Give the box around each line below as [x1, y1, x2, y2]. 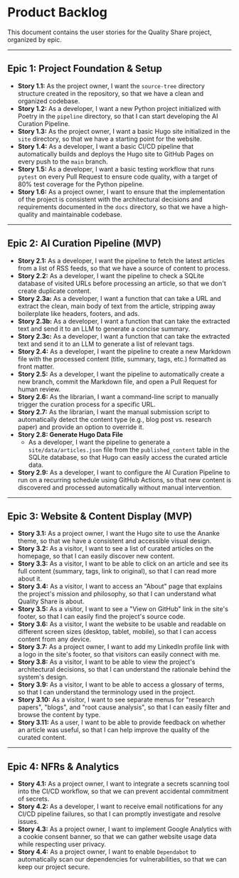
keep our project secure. [17, 862, 90, 872]
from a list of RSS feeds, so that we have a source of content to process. [17, 264, 230, 273]
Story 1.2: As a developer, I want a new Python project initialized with [17, 104, 221, 112]
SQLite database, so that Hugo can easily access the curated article [28, 453, 228, 461]
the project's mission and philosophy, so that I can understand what [17, 590, 217, 598]
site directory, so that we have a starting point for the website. [17, 134, 202, 143]
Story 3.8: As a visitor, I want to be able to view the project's [17, 657, 196, 666]
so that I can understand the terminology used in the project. [17, 688, 196, 697]
